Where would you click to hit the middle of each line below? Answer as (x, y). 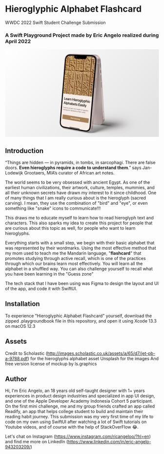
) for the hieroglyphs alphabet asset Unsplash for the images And (93, 358)
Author (16, 379)
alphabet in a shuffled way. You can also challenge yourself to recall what (79, 269)
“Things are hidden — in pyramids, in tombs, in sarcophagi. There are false (80, 162)
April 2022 (18, 41)
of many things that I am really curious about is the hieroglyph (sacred (76, 198)
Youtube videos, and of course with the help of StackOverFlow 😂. (72, 427)
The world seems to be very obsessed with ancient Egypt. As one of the (78, 182)
